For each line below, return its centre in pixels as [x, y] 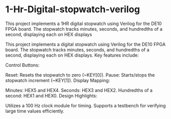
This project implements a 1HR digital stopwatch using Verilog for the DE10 [83, 23]
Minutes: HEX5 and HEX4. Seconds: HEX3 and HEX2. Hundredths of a [79, 90]
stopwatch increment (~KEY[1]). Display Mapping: [58, 80]
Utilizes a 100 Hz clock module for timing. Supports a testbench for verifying [86, 105]
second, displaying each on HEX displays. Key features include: [72, 55]
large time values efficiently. [35, 111]
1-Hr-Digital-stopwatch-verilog [73, 9]
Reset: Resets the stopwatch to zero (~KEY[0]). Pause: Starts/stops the [80, 75]
